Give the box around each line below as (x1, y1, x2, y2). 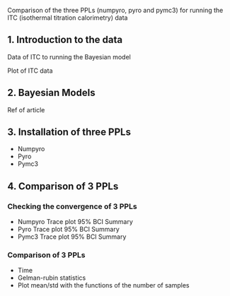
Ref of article (7, 105, 45, 114)
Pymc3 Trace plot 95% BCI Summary (17, 232, 127, 241)
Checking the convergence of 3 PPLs (7, 201, 137, 211)
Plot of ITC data (7, 66, 53, 75)
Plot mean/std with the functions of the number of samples (17, 281, 190, 290)
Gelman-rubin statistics (17, 273, 86, 282)
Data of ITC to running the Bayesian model (7, 52, 131, 61)
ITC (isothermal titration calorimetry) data (7, 13, 128, 22)
